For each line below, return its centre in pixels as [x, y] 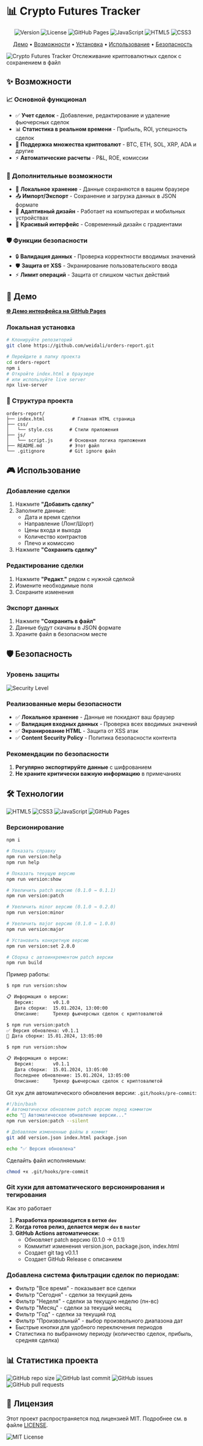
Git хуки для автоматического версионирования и [86, 1187]
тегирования [27, 1195]
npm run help [23, 862]
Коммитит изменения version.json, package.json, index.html [102, 1246]
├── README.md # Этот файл [53, 446]
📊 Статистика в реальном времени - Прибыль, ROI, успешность [101, 129]
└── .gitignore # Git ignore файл [61, 451]
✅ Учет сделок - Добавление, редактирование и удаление [92, 115]
